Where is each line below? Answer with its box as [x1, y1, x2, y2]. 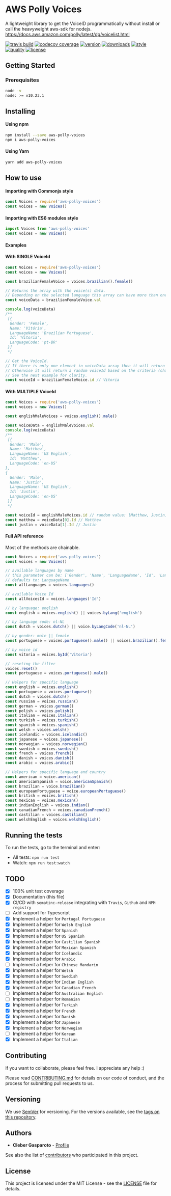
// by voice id [5, 647, 38, 653]
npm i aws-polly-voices [5, 137, 56, 142]
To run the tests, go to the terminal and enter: [5, 845, 100, 851]
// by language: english [5, 605, 58, 611]
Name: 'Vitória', [10, 325, 47, 331]
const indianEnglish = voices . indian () [5, 803, 90, 808]
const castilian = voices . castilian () [5, 812, 88, 817]
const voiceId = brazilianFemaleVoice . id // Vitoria [5, 377, 120, 383]
